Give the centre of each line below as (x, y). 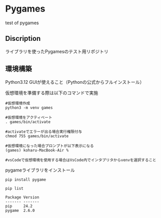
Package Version (22, 197)
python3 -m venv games (29, 107)
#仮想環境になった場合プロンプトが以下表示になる (50, 146)
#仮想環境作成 (18, 103)
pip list (14, 188)
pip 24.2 (19, 206)
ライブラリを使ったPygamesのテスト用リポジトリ (57, 51)
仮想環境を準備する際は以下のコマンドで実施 (52, 93)
